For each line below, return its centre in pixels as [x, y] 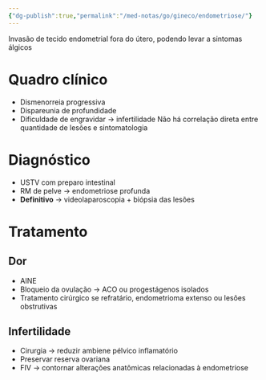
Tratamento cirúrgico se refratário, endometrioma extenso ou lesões [133, 297]
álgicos [20, 47]
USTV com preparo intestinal [68, 182]
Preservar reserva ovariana [65, 359]
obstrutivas [38, 306]
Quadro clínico [58, 79]
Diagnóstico [49, 159]
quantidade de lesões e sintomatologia [84, 127]
